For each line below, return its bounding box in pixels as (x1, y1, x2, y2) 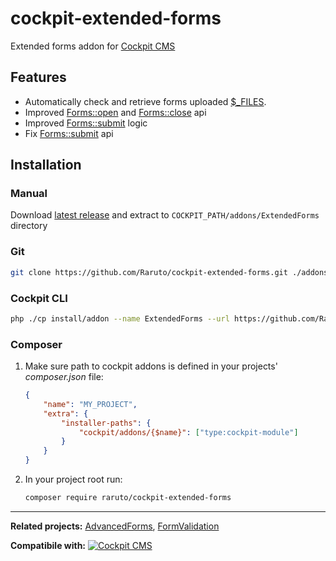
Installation (10, 157, 82, 174)
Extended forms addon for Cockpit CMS (10, 40, 176, 52)
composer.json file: (24, 371, 104, 383)
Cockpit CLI (10, 291, 68, 305)
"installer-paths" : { (61, 418, 152, 428)
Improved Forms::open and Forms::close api (24, 106, 207, 118)
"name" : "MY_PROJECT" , (43, 399, 138, 409)
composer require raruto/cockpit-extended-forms (24, 493, 232, 503)
